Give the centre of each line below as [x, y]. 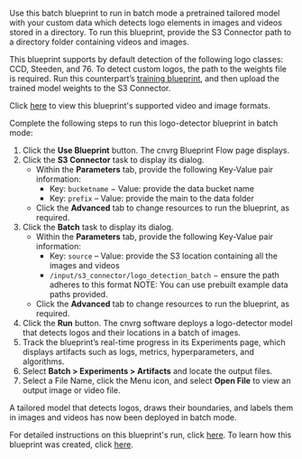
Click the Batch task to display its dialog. [98, 227]
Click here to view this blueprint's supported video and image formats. [140, 106]
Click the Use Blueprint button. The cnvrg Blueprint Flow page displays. [156, 150]
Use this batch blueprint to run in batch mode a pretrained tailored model [145, 13]
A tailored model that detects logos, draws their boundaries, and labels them [151, 407]
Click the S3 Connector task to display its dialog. [113, 160]
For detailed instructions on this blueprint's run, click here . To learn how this [151, 435]
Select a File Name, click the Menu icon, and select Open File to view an [156, 380]
